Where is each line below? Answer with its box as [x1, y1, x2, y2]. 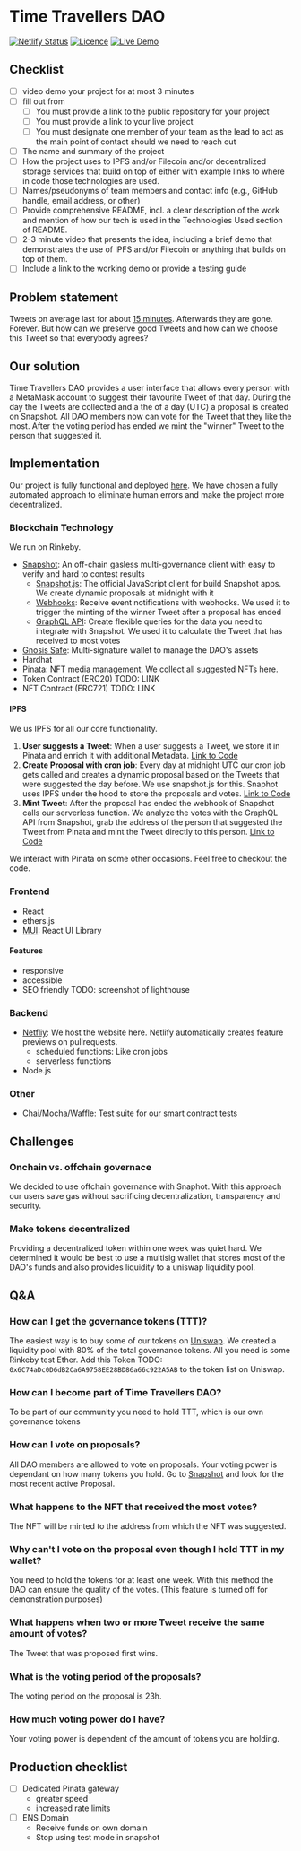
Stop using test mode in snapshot [35, 1832, 159, 1843]
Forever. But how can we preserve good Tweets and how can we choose [9, 323, 278, 334]
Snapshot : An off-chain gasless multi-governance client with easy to [21, 559, 276, 570]
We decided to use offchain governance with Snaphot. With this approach [9, 1181, 282, 1192]
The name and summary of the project [21, 146, 165, 157]
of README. [21, 224, 68, 235]
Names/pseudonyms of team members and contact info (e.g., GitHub [21, 186, 278, 196]
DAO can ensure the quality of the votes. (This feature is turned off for [9, 1585, 269, 1595]
